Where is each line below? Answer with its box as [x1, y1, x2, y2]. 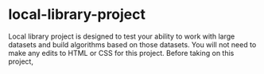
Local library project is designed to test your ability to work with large [8, 31, 235, 41]
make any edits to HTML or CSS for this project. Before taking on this [8, 48, 235, 57]
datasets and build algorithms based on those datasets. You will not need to [8, 39, 257, 49]
